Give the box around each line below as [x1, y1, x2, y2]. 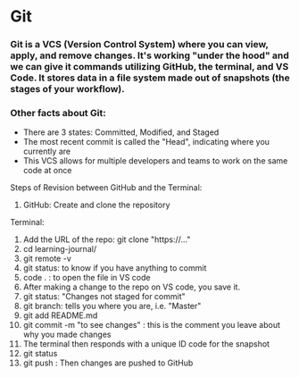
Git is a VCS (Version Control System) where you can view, [10, 38, 269, 51]
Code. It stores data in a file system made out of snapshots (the [10, 71, 291, 84]
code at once [22, 165, 72, 176]
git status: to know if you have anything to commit [22, 263, 207, 273]
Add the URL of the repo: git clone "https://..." [22, 234, 191, 245]
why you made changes [22, 329, 112, 340]
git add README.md [22, 310, 98, 321]
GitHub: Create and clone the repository [22, 199, 170, 211]
